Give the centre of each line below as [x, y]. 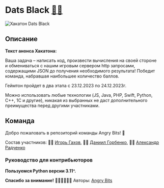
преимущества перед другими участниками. [52, 106]
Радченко [15, 147]
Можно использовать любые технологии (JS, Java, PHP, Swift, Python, [79, 95]
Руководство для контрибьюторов [49, 160]
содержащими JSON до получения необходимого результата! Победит [80, 71]
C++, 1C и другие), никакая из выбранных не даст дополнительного [76, 100]
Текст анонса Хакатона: [31, 51]
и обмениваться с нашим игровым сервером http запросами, [70, 65]
